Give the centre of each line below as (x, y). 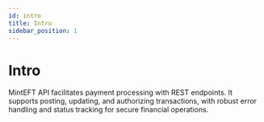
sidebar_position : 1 (43, 31)
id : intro (25, 16)
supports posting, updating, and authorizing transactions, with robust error (132, 101)
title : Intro (30, 23)
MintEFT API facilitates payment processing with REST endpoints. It (120, 92)
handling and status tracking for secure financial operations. (109, 110)
